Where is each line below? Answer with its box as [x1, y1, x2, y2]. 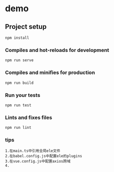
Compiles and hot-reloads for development [5, 47, 110, 53]
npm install [5, 35, 29, 40]
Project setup [5, 23, 47, 31]
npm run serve [5, 58, 34, 63]
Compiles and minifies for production [5, 69, 95, 76]
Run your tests [5, 92, 40, 98]
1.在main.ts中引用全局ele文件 [5, 148, 61, 153]
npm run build [5, 80, 34, 85]
